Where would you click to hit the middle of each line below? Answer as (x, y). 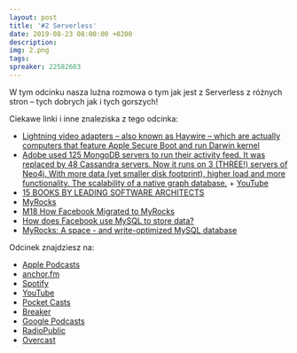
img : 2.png (29, 51)
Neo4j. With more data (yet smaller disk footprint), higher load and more (154, 173)
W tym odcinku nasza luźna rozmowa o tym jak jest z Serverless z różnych (146, 92)
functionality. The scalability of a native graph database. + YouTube (145, 183)
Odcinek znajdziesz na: (52, 247)
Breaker (36, 311)
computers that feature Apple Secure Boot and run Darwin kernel (141, 145)
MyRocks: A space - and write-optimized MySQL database (129, 230)
